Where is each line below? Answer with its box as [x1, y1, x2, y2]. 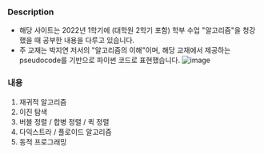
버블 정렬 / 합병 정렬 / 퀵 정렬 [18, 116, 110, 126]
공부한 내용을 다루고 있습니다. [42, 35, 135, 45]
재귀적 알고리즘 [18, 97, 67, 106]
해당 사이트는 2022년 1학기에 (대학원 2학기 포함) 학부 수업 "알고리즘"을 [18, 26, 242, 35]
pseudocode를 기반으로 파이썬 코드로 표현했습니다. [18, 55, 181, 65]
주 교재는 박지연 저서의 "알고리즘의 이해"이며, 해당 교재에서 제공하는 [18, 45, 231, 55]
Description [7, 6, 54, 18]
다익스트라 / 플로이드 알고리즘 [18, 127, 113, 136]
